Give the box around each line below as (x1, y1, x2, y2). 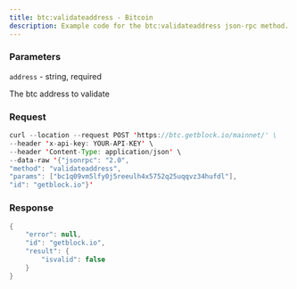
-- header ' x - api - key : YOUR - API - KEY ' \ (9, 139, 153, 148)
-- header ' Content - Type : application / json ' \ (9, 147, 181, 156)
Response (9, 202, 54, 214)
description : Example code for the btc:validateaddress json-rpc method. (9, 21, 290, 30)
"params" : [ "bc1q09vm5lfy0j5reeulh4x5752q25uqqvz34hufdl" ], (9, 172, 238, 181)
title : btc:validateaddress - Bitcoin (9, 12, 153, 22)
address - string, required (9, 70, 103, 81)
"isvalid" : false (41, 255, 105, 264)
